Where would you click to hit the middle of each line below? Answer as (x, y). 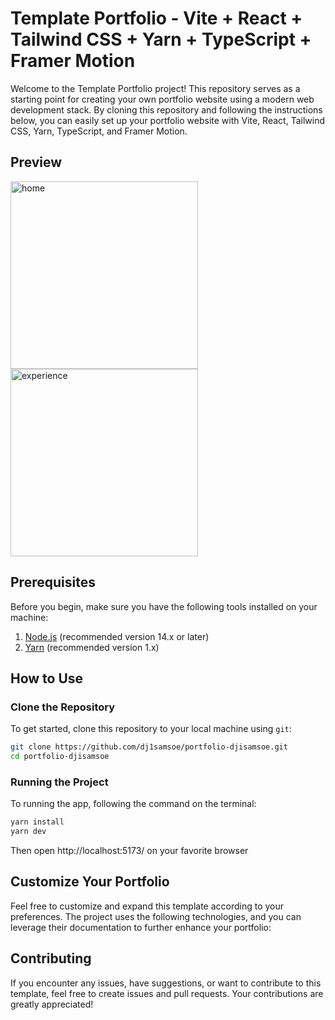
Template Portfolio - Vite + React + (156, 18)
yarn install (37, 822)
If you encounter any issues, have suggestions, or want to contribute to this (166, 983)
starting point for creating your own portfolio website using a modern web (162, 99)
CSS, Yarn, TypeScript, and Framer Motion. (99, 131)
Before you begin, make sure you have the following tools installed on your (164, 606)
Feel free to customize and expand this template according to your (147, 906)
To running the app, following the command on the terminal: (133, 804)
